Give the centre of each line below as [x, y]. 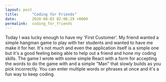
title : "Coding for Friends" [41, 14]
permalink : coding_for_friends [39, 23]
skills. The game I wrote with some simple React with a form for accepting [81, 59]
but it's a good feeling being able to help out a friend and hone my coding [81, 53]
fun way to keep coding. [30, 74]
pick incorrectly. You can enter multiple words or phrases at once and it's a [82, 69]
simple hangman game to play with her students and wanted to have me [79, 43]
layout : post [19, 10]
